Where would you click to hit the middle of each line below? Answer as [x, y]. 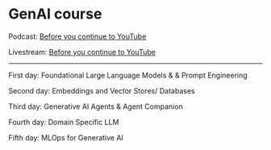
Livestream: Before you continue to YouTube [82, 52]
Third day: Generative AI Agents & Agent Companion [96, 106]
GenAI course [55, 14]
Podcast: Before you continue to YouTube [77, 36]
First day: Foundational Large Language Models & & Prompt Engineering [128, 75]
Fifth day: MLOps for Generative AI [66, 137]
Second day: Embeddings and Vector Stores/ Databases [102, 90]
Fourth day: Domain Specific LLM [64, 122]
